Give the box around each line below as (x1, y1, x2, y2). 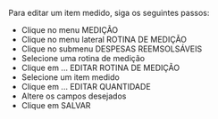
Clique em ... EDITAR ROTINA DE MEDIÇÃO (21, 62, 180, 73)
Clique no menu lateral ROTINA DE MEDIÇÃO (21, 35, 188, 44)
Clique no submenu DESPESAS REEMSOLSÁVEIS (21, 44, 203, 54)
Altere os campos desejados (21, 91, 127, 101)
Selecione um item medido (21, 72, 120, 83)
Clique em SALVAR (21, 100, 91, 110)
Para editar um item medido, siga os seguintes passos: (8, 8, 210, 18)
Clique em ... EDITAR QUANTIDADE (21, 82, 151, 91)
